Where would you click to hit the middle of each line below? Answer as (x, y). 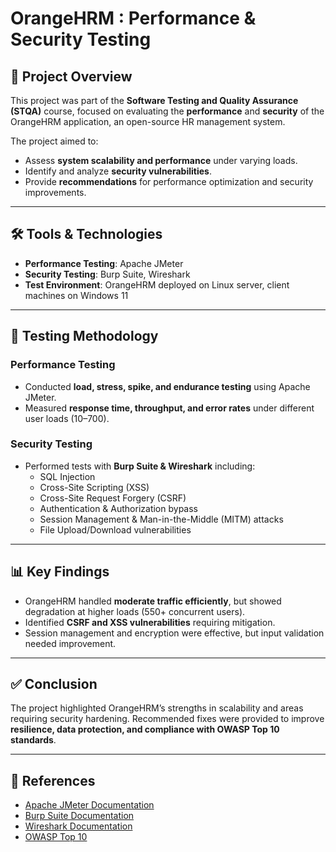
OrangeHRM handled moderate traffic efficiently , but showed (153, 601)
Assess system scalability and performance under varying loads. (161, 160)
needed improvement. (70, 643)
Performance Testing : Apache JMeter (104, 263)
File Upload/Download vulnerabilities (115, 529)
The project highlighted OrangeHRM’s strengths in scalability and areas (157, 708)
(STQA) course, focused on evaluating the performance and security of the (167, 111)
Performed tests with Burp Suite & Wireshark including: (140, 466)
